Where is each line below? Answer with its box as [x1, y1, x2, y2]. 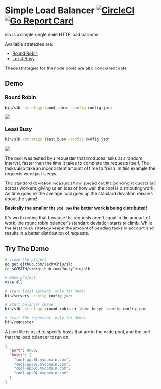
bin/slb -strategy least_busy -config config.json [5, 137, 110, 142]
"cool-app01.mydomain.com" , [14, 357, 71, 362]
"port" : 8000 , [9, 348, 38, 353]
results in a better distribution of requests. [5, 230, 89, 236]
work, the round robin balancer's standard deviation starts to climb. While [5, 220, 152, 226]
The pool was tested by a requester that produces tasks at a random [5, 155, 143, 161]
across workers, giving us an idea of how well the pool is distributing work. [5, 185, 155, 191]
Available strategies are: [5, 41, 54, 46]
